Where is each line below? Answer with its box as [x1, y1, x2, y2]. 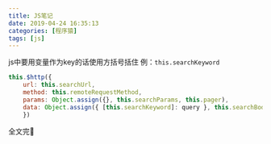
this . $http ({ [8, 73, 52, 81]
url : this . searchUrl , [23, 81, 95, 89]
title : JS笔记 [8, 11, 54, 20]
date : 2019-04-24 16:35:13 [8, 19, 99, 27]
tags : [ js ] [8, 34, 45, 43]
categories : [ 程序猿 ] [8, 27, 77, 35]
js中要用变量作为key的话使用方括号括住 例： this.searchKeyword [8, 57, 220, 67]
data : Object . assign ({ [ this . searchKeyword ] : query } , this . [23, 103, 233, 111]
